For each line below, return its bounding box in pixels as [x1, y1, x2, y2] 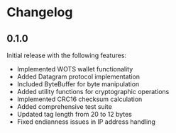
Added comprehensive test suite [16, 103, 113, 110]
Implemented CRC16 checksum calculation [16, 95, 143, 103]
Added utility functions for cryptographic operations [16, 88, 170, 96]
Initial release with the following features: [6, 51, 127, 59]
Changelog [6, 4, 73, 21]
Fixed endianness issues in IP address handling [16, 117, 155, 126]
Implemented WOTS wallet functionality [16, 65, 133, 73]
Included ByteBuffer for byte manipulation [16, 80, 140, 88]
